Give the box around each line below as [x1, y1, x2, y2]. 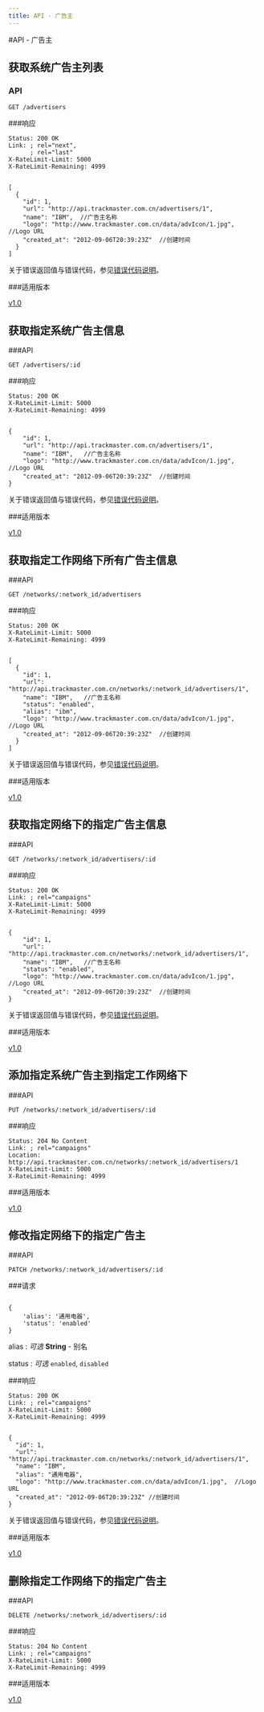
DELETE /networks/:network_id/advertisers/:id [8, 1612, 167, 1620]
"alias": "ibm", [22, 707, 78, 715]
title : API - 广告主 [8, 11, 74, 20]
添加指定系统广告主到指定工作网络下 [8, 1068, 188, 1082]
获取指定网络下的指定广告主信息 [8, 817, 167, 832]
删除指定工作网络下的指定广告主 [8, 1574, 167, 1587]
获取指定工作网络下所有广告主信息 [8, 553, 177, 567]
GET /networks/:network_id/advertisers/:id [8, 855, 156, 863]
